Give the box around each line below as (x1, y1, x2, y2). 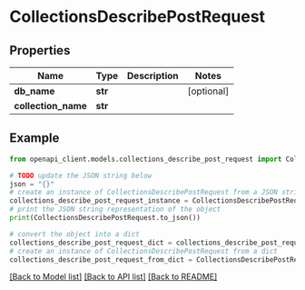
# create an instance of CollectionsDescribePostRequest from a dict (9, 246, 279, 255)
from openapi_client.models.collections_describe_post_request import (9, 155, 282, 164)
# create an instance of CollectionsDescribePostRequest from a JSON (9, 188, 279, 197)
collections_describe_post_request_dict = (9, 238, 172, 247)
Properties (9, 43, 71, 58)
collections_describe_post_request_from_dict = (9, 255, 193, 265)
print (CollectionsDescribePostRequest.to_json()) (9, 214, 202, 223)
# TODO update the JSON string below (9, 171, 152, 180)
